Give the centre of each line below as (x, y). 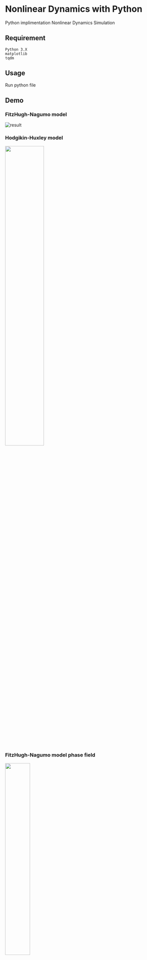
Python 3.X (16, 49)
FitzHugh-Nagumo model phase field (50, 755)
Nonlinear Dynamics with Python (74, 9)
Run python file (20, 85)
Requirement (25, 38)
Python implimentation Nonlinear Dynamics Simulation (60, 23)
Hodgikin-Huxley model (34, 138)
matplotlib (16, 54)
